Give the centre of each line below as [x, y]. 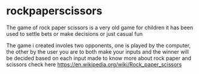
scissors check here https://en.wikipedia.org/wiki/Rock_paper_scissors [94, 64]
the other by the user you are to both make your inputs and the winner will [97, 51]
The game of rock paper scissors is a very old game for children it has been [100, 27]
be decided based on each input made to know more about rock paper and [99, 58]
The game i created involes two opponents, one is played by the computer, [98, 45]
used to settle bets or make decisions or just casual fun [74, 33]
